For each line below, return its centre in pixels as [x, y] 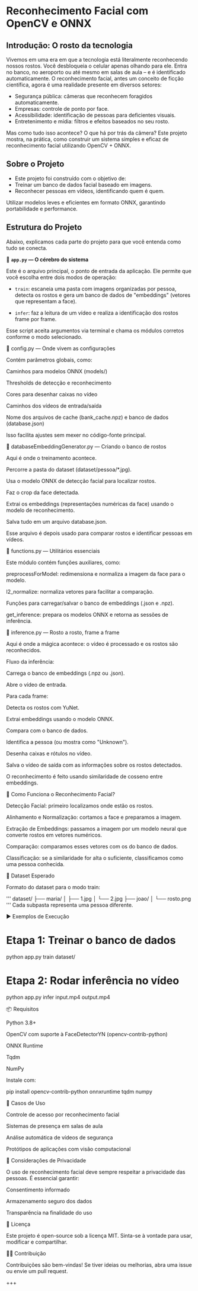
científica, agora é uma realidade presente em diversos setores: [84, 85]
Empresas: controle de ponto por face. [62, 109]
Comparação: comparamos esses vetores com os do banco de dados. [92, 846]
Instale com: [21, 1080]
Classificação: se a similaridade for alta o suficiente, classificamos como [95, 858]
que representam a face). [46, 301]
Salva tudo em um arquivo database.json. [57, 521]
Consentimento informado [38, 1190]
